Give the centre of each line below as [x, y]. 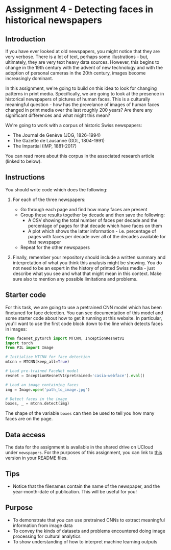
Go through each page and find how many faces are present [84, 209]
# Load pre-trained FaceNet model [42, 371]
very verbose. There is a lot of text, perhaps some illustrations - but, [77, 57]
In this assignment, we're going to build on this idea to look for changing [81, 88]
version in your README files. [36, 458]
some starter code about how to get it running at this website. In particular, [84, 318]
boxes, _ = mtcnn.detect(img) [38, 404]
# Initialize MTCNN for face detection [48, 357]
